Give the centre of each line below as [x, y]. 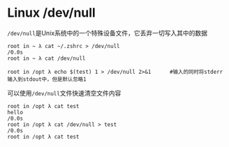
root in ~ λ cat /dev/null [46, 58]
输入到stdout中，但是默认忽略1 [47, 79]
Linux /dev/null [51, 13]
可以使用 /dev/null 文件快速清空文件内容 [64, 93]
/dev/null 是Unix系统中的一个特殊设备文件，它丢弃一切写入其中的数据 [108, 33]
